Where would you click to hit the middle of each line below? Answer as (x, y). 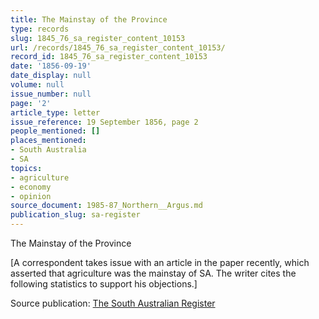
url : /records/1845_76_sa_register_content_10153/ (118, 47)
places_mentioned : (48, 141)
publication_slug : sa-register (75, 215)
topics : (26, 168)
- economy (31, 187)
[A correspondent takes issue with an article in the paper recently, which (160, 262)
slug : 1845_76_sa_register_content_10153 (98, 38)
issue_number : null (51, 94)
